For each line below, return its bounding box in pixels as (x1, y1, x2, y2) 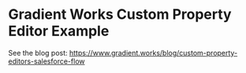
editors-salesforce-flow (8, 57, 85, 66)
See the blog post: (8, 48, 69, 57)
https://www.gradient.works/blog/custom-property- (69, 48, 238, 57)
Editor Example (8, 22, 110, 40)
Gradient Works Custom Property (8, 5, 232, 24)
